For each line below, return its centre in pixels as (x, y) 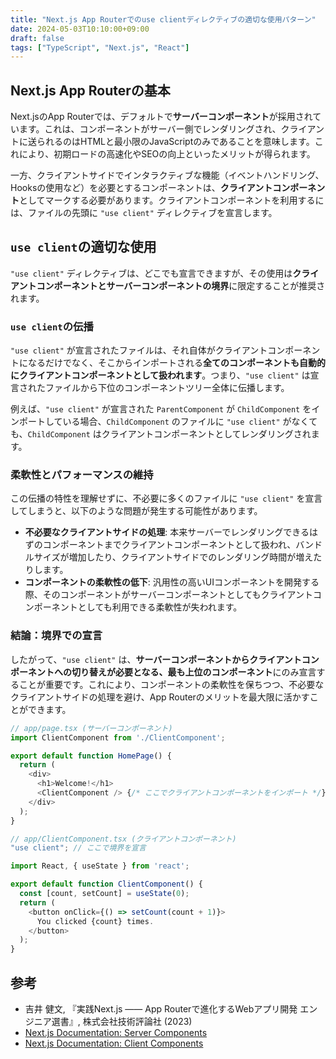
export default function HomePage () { (91, 756)
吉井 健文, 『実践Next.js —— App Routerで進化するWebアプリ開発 (161, 1008)
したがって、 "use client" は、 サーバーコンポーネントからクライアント (156, 659)
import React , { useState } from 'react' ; (100, 866)
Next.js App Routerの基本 (90, 90)
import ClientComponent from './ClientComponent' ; (118, 737)
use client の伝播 (52, 326)
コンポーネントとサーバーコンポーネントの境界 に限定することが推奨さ (181, 285)
